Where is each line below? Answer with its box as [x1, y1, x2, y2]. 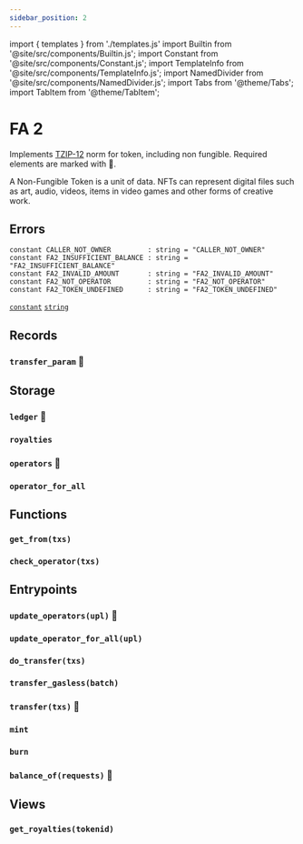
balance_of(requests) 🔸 [9, 769, 113, 781]
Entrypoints [9, 582, 78, 598]
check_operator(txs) [9, 557, 101, 567]
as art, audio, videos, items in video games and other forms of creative [9, 186, 274, 196]
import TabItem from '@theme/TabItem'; [9, 86, 161, 97]
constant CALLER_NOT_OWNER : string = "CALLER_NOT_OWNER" [9, 246, 266, 255]
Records [9, 327, 58, 343]
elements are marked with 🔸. [9, 158, 116, 169]
